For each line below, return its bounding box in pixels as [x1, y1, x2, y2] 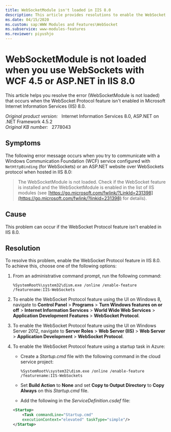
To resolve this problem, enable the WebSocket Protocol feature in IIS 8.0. [5, 258, 161, 264]
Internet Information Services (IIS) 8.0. [5, 103, 86, 109]
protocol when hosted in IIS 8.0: [5, 169, 73, 175]
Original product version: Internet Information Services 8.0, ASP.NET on [5, 113, 159, 119]
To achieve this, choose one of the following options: [5, 263, 117, 269]
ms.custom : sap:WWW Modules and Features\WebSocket [5, 22, 118, 27]
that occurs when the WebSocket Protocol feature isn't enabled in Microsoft [5, 97, 165, 104]
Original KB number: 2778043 [5, 124, 71, 130]
